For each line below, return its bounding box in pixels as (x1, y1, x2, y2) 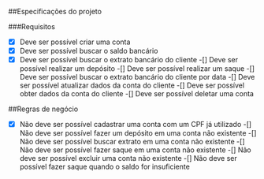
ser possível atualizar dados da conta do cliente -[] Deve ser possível (19, 80, 245, 90)
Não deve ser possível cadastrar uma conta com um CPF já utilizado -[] (19, 120, 252, 129)
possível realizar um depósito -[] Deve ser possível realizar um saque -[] (19, 64, 255, 73)
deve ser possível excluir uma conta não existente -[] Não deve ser (19, 154, 238, 163)
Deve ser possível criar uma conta (19, 37, 131, 47)
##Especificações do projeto (8, 7, 102, 16)
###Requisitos (8, 22, 55, 31)
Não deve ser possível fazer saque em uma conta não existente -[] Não (19, 145, 251, 155)
